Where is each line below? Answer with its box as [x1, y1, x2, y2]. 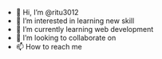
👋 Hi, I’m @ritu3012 [15, 8, 79, 17]
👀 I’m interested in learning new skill [15, 16, 135, 26]
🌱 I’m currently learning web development [15, 25, 154, 33]
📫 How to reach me [15, 42, 82, 51]
